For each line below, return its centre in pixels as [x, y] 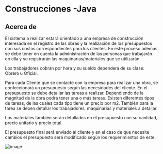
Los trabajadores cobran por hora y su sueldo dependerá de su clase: [75, 68]
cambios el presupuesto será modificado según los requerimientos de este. [81, 137]
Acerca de [21, 27]
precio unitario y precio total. [34, 123]
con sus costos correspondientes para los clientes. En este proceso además [81, 49]
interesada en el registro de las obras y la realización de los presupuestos [79, 43]
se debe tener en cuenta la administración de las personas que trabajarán [79, 54]
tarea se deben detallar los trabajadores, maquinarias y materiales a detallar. [81, 108]
